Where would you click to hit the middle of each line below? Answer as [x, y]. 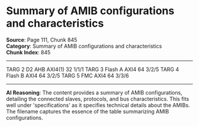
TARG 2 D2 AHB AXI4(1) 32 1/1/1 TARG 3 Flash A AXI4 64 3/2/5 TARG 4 [93, 69]
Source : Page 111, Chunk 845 [42, 40]
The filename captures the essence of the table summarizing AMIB [88, 111]
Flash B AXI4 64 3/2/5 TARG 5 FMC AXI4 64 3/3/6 [68, 76]
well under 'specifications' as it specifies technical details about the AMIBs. [98, 105]
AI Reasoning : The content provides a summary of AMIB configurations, [94, 92]
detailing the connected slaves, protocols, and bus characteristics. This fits [98, 99]
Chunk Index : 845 [28, 52]
